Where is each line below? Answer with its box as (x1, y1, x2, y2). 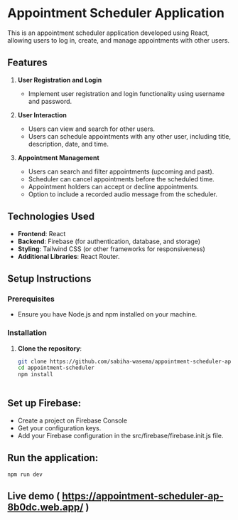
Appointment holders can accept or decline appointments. (28, 182, 199, 191)
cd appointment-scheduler (17, 364, 94, 371)
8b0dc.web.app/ (7, 502, 84, 514)
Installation (7, 328, 48, 338)
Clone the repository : (17, 344, 82, 353)
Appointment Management (17, 153, 99, 161)
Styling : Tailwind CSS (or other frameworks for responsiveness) (17, 244, 206, 253)
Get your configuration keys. (17, 423, 102, 432)
